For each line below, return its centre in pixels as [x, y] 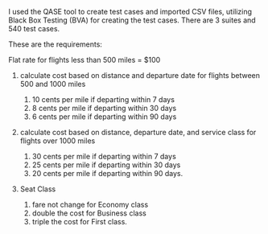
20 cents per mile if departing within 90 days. [107, 173]
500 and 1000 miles [53, 84]
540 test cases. [34, 29]
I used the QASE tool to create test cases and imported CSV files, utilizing [130, 12]
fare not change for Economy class [90, 205]
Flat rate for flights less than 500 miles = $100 [85, 60]
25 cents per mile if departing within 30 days [106, 165]
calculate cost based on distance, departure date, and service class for [138, 132]
